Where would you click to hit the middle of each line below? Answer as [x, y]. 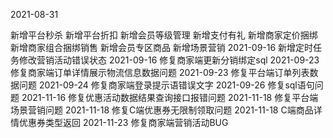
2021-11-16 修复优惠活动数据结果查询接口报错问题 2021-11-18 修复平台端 [170, 97]
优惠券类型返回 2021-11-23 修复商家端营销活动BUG [123, 122]
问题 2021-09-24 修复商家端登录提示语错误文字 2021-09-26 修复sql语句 [166, 85]
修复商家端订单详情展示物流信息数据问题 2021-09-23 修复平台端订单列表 [160, 72]
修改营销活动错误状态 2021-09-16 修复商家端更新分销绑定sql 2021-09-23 [169, 60]
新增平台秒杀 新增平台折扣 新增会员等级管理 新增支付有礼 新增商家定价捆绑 [164, 35]
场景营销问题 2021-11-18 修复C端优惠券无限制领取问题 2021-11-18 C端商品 [162, 110]
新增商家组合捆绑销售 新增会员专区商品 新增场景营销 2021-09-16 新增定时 [162, 47]
